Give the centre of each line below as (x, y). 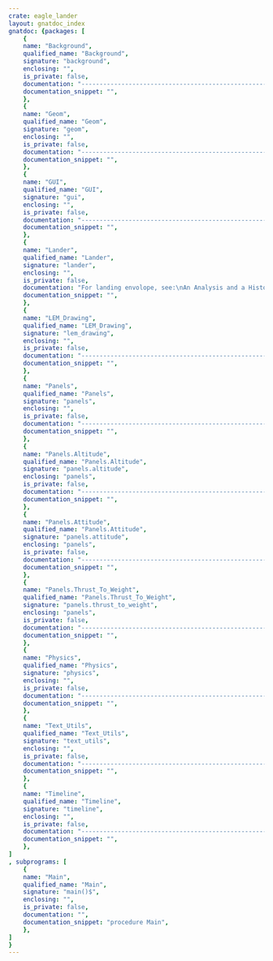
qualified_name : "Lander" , (69, 258)
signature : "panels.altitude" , (76, 469)
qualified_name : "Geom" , (65, 122)
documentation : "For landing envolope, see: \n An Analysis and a (134, 288)
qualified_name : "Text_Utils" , (76, 734)
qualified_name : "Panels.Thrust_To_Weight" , (100, 598)
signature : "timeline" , (63, 809)
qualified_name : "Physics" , (70, 666)
